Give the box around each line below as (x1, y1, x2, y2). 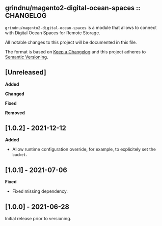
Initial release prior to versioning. (5, 216, 72, 222)
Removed (5, 110, 25, 116)
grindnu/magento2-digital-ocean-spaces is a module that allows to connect (5, 25, 157, 30)
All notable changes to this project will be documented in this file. (5, 39, 137, 45)
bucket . (12, 151, 27, 157)
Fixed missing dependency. (12, 188, 68, 194)
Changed (5, 91, 25, 97)
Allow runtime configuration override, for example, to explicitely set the (12, 147, 156, 152)
